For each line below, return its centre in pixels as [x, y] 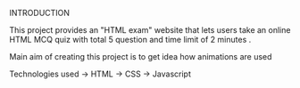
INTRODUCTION [39, 13]
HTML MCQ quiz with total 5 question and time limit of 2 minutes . [130, 40]
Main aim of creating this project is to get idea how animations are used [141, 56]
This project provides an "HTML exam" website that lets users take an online [150, 30]
